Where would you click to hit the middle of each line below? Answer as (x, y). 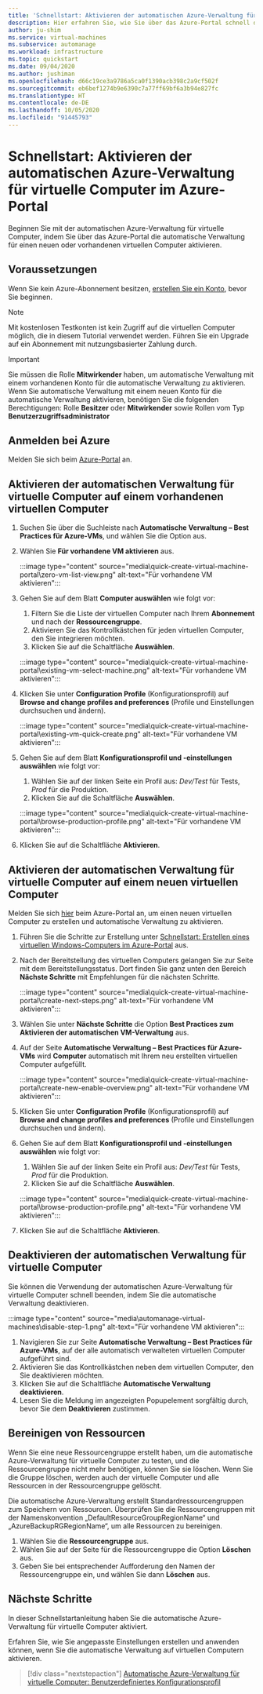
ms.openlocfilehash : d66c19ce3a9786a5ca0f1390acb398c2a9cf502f (113, 81)
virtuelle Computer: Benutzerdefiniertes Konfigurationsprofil (124, 1681)
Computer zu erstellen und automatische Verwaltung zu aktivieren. (116, 922)
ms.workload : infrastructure (56, 52)
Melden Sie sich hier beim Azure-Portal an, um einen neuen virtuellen (120, 913)
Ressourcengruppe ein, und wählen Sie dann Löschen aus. (115, 1574)
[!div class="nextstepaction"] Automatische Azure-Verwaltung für (133, 1674)
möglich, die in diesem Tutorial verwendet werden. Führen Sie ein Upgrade (128, 335)
